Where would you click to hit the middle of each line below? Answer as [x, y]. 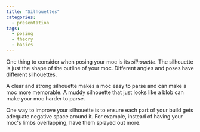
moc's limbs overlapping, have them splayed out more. [74, 122]
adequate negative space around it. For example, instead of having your [95, 116]
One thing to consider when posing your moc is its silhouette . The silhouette [100, 62]
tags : [13, 28]
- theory [22, 39]
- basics [22, 45]
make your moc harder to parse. [46, 98]
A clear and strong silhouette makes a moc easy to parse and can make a [96, 86]
